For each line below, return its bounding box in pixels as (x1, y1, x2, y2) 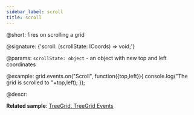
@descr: (6, 90, 27, 98)
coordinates (6, 61, 36, 68)
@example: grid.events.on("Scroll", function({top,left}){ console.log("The (6, 72, 189, 79)
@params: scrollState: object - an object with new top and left (6, 54, 167, 61)
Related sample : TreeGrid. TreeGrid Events (6, 102, 114, 109)
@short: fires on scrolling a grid (6, 31, 85, 38)
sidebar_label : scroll (6, 8, 63, 15)
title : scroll (6, 14, 42, 20)
